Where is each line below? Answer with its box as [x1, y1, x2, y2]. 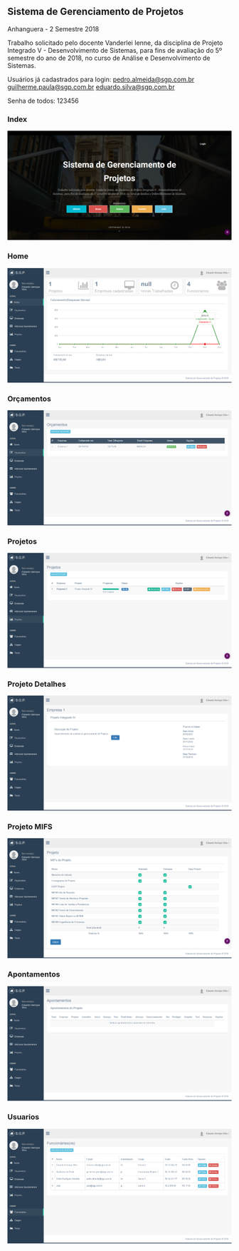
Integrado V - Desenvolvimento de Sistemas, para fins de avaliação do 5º [7, 46, 223, 54]
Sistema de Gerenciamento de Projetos [7, 6, 184, 18]
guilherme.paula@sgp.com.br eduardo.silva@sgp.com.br [7, 82, 176, 91]
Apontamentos [7, 969, 60, 979]
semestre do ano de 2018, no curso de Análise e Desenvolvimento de [7, 53, 211, 62]
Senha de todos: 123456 [7, 96, 80, 105]
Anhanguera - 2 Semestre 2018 [7, 24, 100, 33]
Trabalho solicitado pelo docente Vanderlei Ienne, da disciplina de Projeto [7, 39, 223, 47]
